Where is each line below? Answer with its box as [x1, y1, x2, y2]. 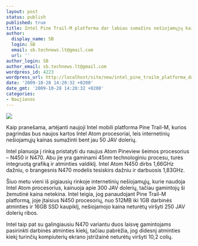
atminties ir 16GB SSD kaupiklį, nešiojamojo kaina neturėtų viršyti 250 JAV [6, 203, 186, 210]
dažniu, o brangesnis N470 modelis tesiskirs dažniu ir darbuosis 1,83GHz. [6, 166, 185, 173]
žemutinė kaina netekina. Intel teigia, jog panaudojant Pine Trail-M [6, 190, 166, 198]
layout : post [6, 8, 38, 15]
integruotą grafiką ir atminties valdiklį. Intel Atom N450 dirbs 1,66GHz [6, 160, 174, 167]
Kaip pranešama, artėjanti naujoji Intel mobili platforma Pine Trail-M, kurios [6, 123, 187, 130]
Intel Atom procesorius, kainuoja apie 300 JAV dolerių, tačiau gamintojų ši [6, 184, 186, 191]
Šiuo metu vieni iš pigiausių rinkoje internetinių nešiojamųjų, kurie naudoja [6, 178, 186, 185]
